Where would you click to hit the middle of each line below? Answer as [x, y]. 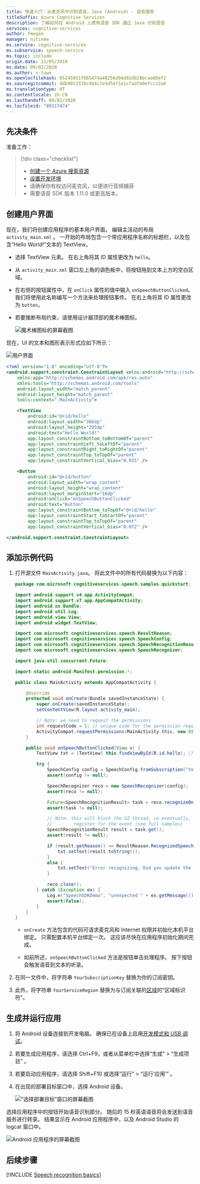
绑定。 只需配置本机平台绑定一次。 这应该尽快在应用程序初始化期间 [106, 937]
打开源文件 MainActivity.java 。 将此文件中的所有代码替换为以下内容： [101, 573]
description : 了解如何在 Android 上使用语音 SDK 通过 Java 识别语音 [86, 23]
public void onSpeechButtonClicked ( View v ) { [83, 748]
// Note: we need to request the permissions [94, 721]
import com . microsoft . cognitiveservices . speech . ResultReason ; [93, 633]
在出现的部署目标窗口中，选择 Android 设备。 [70, 1087]
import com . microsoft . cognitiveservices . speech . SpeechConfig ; [93, 639]
